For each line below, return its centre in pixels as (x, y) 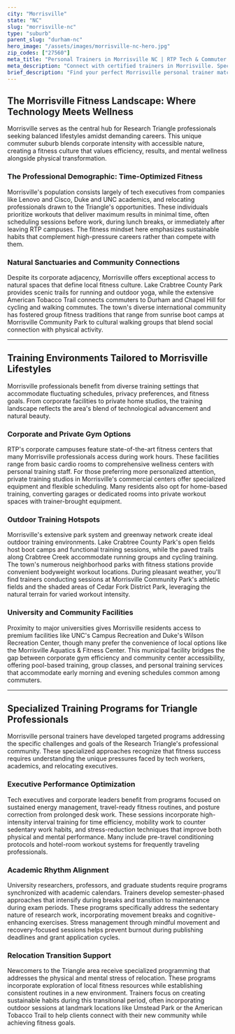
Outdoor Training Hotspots (54, 519)
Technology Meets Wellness (71, 112)
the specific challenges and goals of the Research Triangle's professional (113, 744)
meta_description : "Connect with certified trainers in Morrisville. (111, 66)
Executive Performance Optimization (71, 784)
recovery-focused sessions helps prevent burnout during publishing (105, 930)
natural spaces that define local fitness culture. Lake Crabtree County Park (115, 285)
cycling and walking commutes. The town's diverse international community (117, 307)
